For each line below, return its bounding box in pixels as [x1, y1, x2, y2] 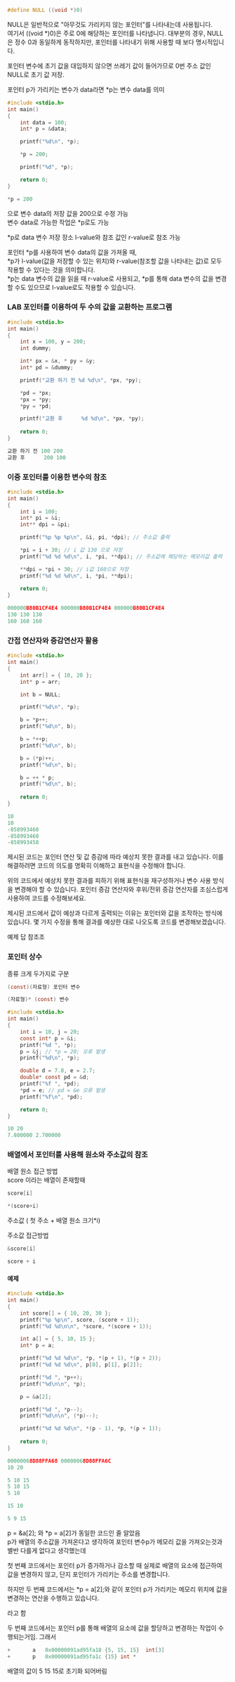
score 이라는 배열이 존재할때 [7, 1176, 86, 1185]
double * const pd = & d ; [20, 1073, 90, 1081]
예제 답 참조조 [7, 933, 46, 941]
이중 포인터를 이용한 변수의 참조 [7, 472, 107, 482]
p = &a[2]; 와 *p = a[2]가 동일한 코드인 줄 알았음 [7, 1529, 141, 1537]
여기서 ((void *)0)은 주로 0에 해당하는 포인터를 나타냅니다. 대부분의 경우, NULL [7, 29, 224, 37]
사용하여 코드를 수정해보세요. [7, 894, 86, 903]
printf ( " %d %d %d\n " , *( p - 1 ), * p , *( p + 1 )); [20, 1425, 162, 1432]
